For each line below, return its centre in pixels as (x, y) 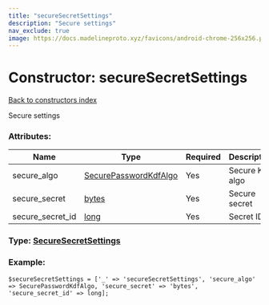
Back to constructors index (53, 100)
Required (203, 157)
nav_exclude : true (39, 31)
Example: (27, 262)
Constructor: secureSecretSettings (128, 78)
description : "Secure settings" (62, 23)
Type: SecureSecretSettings (64, 241)
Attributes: (30, 136)
